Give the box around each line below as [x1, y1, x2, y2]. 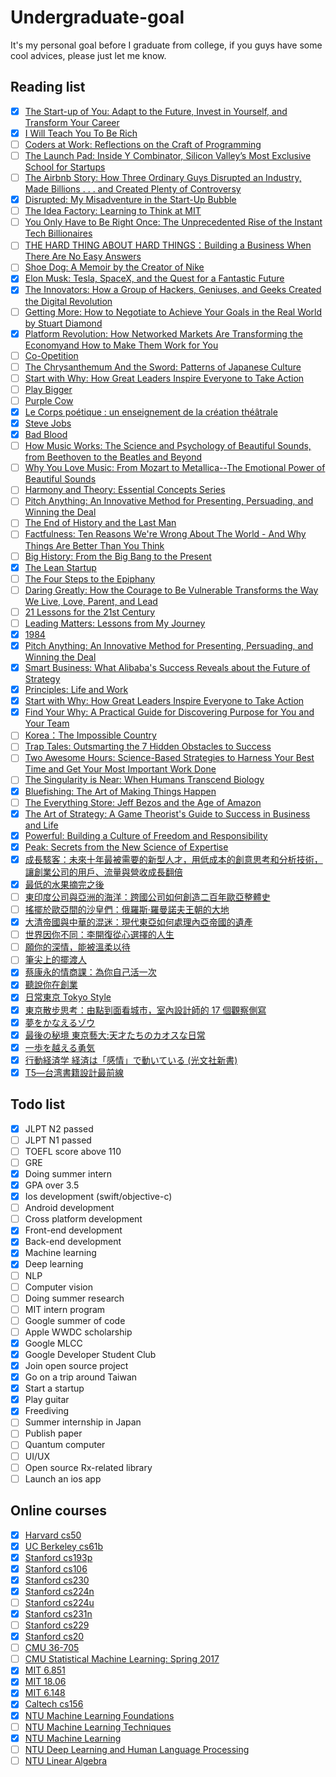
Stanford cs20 [24, 1631, 85, 1643]
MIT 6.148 [24, 1687, 66, 1699]
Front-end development [24, 1224, 123, 1236]
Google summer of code [24, 1314, 126, 1326]
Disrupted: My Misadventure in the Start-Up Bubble [24, 194, 237, 206]
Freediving [24, 1405, 70, 1417]
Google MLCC [24, 1337, 83, 1349]
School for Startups [24, 161, 106, 173]
